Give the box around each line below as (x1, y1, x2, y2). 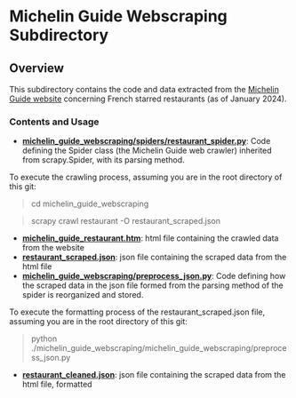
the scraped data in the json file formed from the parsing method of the (21, 280, 284, 291)
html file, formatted (21, 379, 92, 390)
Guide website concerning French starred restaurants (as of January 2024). (9, 93, 287, 104)
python (30, 333, 58, 344)
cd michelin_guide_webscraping (30, 198, 149, 210)
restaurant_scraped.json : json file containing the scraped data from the (21, 251, 287, 263)
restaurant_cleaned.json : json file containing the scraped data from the (21, 370, 286, 380)
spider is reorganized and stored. (21, 290, 144, 300)
